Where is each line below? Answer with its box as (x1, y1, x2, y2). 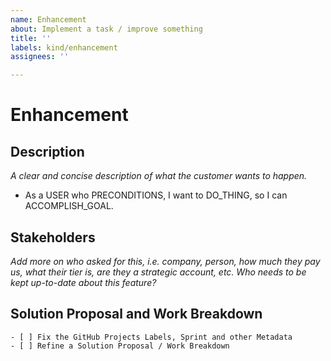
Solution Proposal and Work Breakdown (10, 306, 263, 323)
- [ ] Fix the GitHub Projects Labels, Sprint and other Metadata (10, 332, 293, 342)
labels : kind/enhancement (10, 42, 118, 53)
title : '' (10, 33, 52, 43)
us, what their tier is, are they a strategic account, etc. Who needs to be (10, 266, 307, 278)
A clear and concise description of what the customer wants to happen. (10, 170, 308, 182)
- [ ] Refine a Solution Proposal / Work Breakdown (10, 341, 230, 351)
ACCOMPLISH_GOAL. (24, 200, 114, 212)
